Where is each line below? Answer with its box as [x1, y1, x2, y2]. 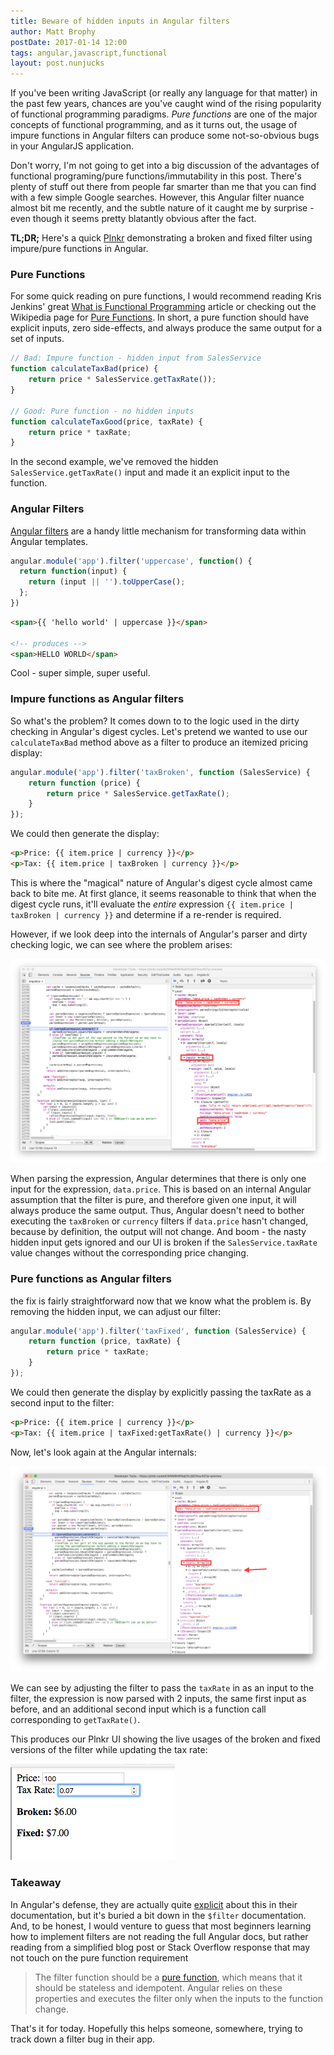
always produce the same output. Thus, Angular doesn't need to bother [10, 1205, 305, 1217]
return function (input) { [19, 566, 128, 577]
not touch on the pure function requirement [10, 1951, 189, 1964]
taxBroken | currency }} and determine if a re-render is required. [10, 908, 282, 920]
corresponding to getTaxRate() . [10, 1714, 141, 1726]
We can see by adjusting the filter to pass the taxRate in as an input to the [10, 1682, 315, 1694]
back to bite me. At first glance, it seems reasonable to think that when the [10, 887, 317, 899]
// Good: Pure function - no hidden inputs [10, 406, 195, 416]
